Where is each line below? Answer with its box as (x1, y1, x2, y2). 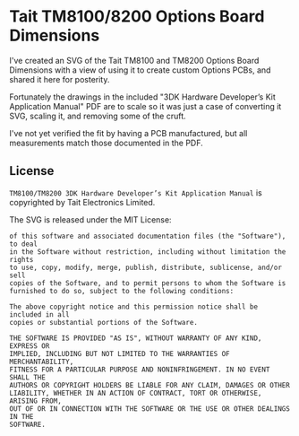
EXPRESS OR (9, 341, 50, 351)
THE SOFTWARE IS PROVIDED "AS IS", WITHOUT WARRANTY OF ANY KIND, (9, 334, 262, 343)
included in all (9, 310, 70, 319)
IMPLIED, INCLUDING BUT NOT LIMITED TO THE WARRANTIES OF (9, 349, 230, 358)
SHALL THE (9, 372, 47, 382)
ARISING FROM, (9, 397, 63, 405)
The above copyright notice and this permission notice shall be (9, 302, 258, 311)
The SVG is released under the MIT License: (9, 214, 172, 225)
